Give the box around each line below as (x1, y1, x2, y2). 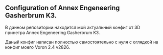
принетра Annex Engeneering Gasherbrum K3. (5, 29, 100, 36)
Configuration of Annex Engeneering (5, 4, 120, 12)
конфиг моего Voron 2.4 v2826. (5, 44, 70, 50)
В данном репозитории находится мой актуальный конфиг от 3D (5, 24, 140, 30)
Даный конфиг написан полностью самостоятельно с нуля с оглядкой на (5, 39, 159, 45)
